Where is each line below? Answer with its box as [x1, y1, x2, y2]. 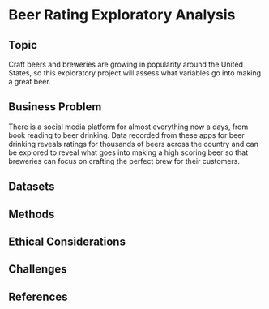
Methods [8, 207, 55, 221]
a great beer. [8, 77, 51, 86]
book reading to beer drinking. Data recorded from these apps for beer [8, 130, 245, 139]
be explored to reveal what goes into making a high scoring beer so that [8, 148, 249, 157]
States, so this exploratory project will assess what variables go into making [8, 68, 262, 78]
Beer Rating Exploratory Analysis [8, 6, 236, 24]
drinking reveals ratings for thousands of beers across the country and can [8, 139, 259, 148]
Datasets [8, 180, 55, 194]
